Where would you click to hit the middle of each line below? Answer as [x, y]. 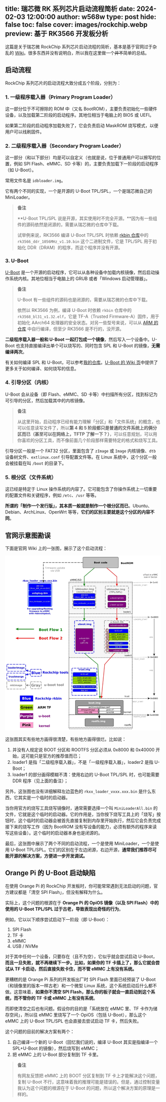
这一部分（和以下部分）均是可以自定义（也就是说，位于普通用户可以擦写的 [81, 157]
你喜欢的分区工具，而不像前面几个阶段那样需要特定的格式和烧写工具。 [89, 440]
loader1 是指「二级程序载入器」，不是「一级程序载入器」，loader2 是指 [83, 762]
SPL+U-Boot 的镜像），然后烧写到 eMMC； [56, 1048]
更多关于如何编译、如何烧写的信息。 [42, 368]
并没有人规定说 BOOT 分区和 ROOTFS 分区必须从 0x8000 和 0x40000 [83, 749]
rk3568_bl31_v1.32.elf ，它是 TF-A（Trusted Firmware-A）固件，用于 [88, 316]
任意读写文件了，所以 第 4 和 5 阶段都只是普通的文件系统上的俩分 [91, 428]
